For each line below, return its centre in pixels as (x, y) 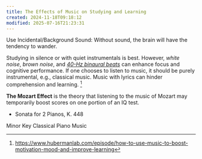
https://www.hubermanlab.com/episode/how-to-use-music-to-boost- (101, 143)
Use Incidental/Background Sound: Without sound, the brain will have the (97, 40)
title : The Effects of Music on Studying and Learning (76, 12)
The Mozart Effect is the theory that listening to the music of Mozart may (97, 96)
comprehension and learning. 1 (44, 84)
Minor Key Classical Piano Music (47, 126)
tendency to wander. (32, 46)
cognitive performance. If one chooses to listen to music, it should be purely (101, 71)
